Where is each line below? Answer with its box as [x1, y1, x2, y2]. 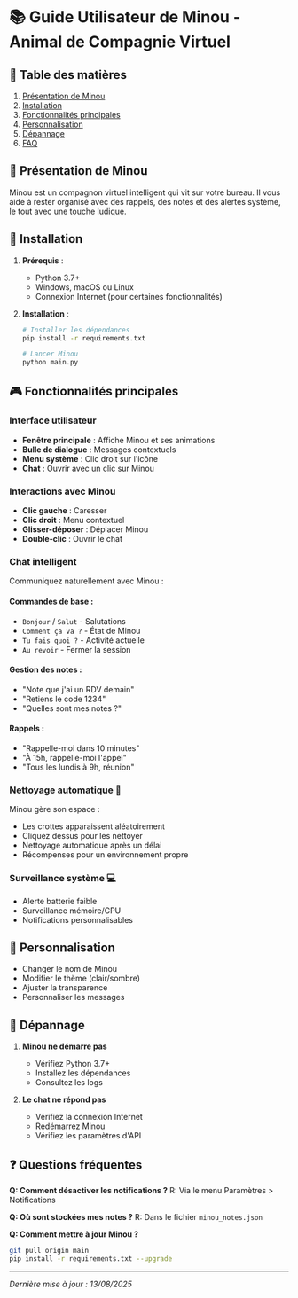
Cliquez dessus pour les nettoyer [21, 831, 144, 841]
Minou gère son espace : [9, 804, 100, 815]
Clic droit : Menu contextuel [21, 515, 125, 526]
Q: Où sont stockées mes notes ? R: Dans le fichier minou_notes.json [9, 1212, 263, 1223]
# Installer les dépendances [21, 325, 130, 334]
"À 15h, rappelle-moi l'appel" [21, 753, 127, 763]
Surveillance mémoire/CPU [21, 905, 122, 916]
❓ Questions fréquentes [9, 1157, 143, 1172]
